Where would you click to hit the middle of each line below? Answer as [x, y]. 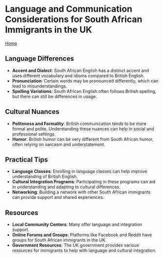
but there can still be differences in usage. [54, 96]
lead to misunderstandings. [40, 86]
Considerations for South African [74, 19]
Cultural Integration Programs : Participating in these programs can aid [83, 182]
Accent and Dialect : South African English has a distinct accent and [81, 70]
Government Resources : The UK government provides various [75, 245]
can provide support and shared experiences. [58, 197]
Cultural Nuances [32, 112]
